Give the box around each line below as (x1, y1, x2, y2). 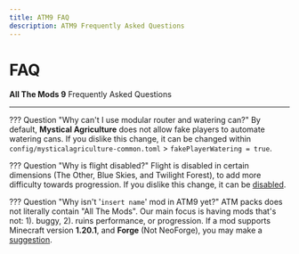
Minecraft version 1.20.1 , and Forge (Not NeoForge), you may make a (9, 225, 263, 236)
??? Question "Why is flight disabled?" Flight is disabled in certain (9, 160, 249, 171)
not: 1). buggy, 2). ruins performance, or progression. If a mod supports (9, 216, 271, 226)
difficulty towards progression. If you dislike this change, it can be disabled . (9, 179, 287, 190)
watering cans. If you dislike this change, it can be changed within (9, 134, 252, 144)
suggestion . (9, 234, 53, 245)
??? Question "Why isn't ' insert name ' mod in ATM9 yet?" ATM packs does (9, 197, 283, 208)
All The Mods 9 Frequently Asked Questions (9, 89, 172, 100)
